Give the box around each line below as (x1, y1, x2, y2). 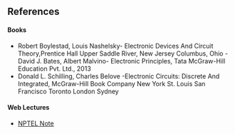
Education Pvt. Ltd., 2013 (17, 64, 91, 73)
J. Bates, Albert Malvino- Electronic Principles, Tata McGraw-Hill (36, 56, 226, 65)
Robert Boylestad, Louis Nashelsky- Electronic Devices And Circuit (17, 41, 214, 50)
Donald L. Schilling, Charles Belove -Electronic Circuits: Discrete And (17, 71, 220, 81)
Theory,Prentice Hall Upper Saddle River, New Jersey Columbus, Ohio (17, 49, 224, 58)
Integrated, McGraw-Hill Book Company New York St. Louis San (17, 79, 206, 88)
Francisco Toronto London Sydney (17, 87, 119, 96)
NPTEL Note (17, 119, 55, 128)
